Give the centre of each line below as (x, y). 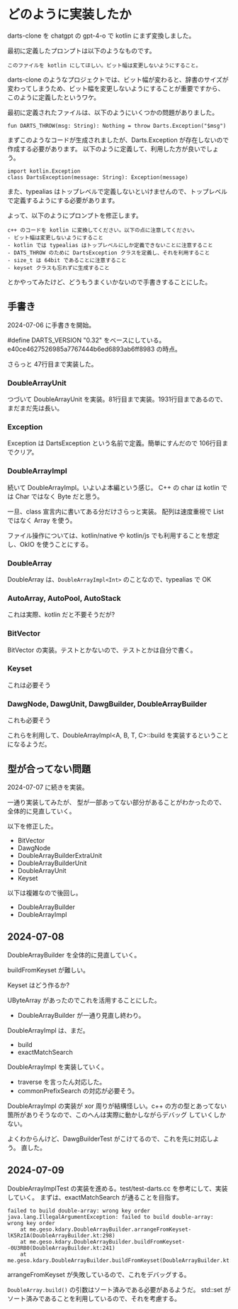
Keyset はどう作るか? (38, 985)
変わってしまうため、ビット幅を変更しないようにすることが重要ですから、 (116, 88)
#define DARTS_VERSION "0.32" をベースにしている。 (86, 340)
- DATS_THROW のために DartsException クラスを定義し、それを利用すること (109, 253)
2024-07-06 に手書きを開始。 (51, 325)
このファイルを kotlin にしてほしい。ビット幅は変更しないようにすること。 (104, 65)
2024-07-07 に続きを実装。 (48, 787)
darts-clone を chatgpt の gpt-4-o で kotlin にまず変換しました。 (101, 36)
